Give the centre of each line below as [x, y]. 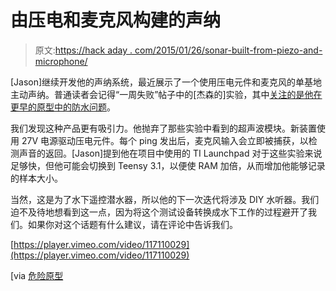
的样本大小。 [36, 178]
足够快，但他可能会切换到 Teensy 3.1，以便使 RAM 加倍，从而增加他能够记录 [168, 165]
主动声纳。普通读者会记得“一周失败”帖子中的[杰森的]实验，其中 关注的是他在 [166, 94]
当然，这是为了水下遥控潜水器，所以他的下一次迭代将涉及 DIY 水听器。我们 [165, 199]
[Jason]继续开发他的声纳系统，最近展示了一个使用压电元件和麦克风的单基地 [166, 82]
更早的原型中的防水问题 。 [63, 107]
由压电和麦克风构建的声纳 [116, 20]
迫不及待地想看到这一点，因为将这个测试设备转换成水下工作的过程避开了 [159, 212]
